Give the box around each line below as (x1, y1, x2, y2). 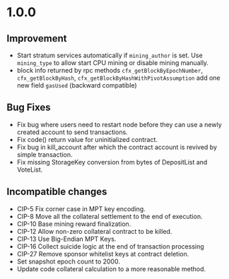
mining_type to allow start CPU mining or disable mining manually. (16, 59, 209, 67)
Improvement (6, 32, 67, 44)
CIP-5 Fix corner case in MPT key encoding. (16, 204, 146, 213)
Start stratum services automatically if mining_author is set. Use (16, 51, 203, 59)
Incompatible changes (6, 186, 107, 198)
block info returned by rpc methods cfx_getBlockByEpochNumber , (16, 66, 203, 74)
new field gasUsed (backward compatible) (16, 81, 137, 89)
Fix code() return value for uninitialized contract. (16, 135, 158, 143)
